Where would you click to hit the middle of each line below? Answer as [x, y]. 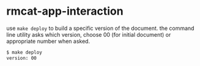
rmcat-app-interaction [65, 11]
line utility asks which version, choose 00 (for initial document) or [89, 34]
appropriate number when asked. [48, 41]
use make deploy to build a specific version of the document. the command [100, 28]
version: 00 [21, 58]
